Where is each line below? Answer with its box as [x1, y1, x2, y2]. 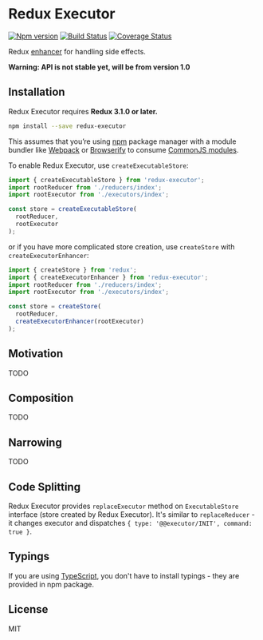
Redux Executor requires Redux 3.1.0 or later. [8, 106, 158, 116]
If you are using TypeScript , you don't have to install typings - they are [8, 570, 240, 580]
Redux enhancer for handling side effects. [8, 46, 146, 56]
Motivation [8, 347, 64, 360]
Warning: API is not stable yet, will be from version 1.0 [8, 62, 190, 72]
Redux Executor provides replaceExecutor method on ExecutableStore [8, 501, 239, 511]
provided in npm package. [8, 579, 94, 589]
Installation [8, 85, 65, 99]
